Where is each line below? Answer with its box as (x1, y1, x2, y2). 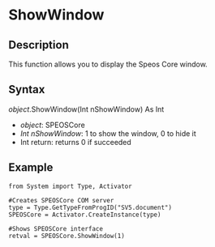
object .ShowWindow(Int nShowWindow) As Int (8, 104, 165, 114)
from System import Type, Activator (8, 182, 132, 190)
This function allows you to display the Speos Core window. (8, 59, 209, 69)
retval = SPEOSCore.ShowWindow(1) (8, 232, 126, 240)
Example (8, 160, 54, 175)
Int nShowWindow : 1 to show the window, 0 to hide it (19, 128, 196, 138)
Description (8, 38, 69, 52)
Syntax (8, 83, 45, 96)
